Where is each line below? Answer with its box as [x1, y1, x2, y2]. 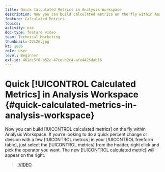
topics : [5, 21, 21, 26]
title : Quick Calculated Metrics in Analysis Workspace [5, 7, 122, 12]
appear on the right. [5, 152, 46, 158]
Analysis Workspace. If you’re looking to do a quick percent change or [5, 131, 147, 138]
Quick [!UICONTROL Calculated [5, 79, 136, 90]
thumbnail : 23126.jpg [5, 39, 50, 44]
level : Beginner [5, 53, 38, 58]
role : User [5, 48, 27, 53]
